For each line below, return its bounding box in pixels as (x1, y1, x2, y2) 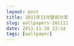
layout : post (6, 8, 39, 15)
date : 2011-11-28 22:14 (6, 25, 66, 32)
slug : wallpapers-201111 (6, 20, 69, 26)
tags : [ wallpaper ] (6, 31, 52, 37)
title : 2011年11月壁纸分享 (6, 14, 69, 20)
